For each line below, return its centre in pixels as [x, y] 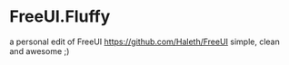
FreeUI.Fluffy [60, 17]
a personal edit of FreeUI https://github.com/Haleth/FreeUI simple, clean [144, 42]
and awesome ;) [40, 51]
